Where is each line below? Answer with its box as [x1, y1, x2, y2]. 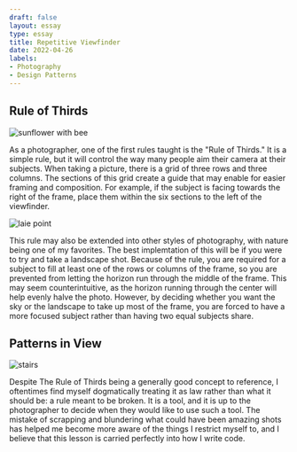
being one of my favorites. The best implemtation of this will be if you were [9, 245, 283, 255]
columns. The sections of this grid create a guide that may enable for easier [9, 172, 286, 183]
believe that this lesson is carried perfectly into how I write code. [9, 433, 246, 444]
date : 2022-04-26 [9, 46, 74, 55]
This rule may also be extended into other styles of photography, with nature [9, 235, 289, 245]
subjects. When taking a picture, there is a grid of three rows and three [9, 163, 268, 174]
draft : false [9, 12, 58, 22]
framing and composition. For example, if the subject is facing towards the [9, 182, 281, 192]
